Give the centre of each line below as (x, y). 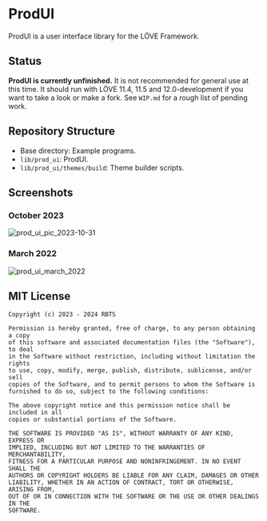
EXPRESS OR (26, 441)
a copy (19, 336)
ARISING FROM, (32, 490)
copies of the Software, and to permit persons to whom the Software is (132, 385)
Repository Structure (62, 132)
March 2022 (33, 254)
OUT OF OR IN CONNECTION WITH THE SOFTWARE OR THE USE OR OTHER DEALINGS (134, 497)
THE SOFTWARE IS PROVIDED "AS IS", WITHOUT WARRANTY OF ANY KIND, (121, 434)
